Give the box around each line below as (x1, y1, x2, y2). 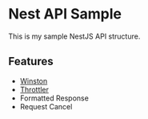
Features (8, 55, 54, 68)
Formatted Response (19, 93, 90, 103)
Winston (19, 76, 48, 85)
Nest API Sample (8, 5, 122, 23)
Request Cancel (19, 101, 73, 111)
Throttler (19, 84, 50, 94)
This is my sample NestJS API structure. (8, 31, 141, 41)
